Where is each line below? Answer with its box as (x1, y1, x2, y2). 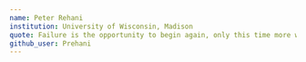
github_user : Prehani (9, 38, 92, 48)
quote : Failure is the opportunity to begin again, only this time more (9, 30, 291, 39)
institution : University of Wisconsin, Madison (9, 22, 194, 31)
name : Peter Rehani (9, 13, 84, 23)
